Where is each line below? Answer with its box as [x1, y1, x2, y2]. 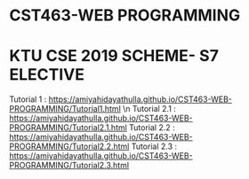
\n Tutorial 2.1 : [123, 104, 176, 114]
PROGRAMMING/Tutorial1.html [9, 104, 122, 114]
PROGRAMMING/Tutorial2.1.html [9, 122, 127, 133]
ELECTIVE [9, 65, 85, 85]
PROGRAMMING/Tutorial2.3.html [9, 160, 130, 171]
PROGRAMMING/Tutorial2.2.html [9, 141, 130, 152]
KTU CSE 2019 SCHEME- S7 [9, 46, 220, 66]
